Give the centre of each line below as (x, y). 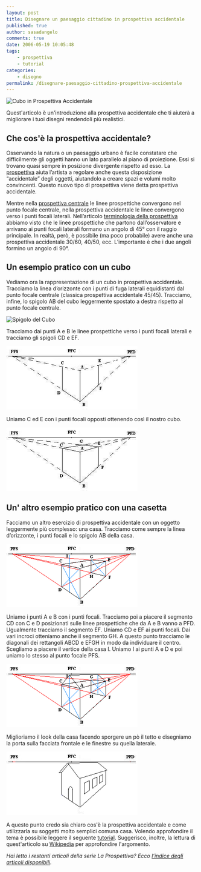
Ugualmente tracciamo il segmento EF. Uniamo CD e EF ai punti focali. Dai (98, 630)
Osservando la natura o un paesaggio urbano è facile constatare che (92, 153)
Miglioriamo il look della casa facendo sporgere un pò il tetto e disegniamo (99, 737)
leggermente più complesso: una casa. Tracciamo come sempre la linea (96, 529)
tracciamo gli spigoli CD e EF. (43, 338)
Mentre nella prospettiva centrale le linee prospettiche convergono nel (94, 204)
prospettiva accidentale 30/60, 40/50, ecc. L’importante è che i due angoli (99, 242)
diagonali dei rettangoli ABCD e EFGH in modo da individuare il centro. (94, 642)
